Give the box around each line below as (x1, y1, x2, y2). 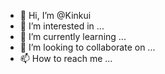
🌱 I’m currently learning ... (19, 31, 127, 42)
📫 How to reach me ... (19, 53, 113, 64)
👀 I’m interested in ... (19, 20, 105, 32)
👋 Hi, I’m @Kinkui (19, 10, 92, 21)
